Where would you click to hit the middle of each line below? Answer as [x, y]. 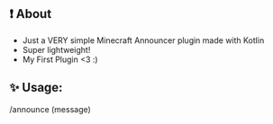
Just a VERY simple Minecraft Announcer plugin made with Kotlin [143, 40]
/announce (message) [50, 109]
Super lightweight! [56, 49]
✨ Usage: [36, 88]
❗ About [31, 14]
